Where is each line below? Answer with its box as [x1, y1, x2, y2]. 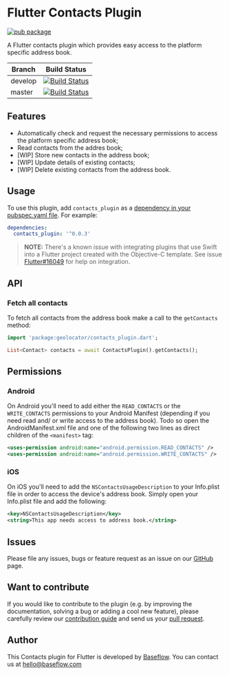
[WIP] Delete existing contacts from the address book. [17, 165, 171, 173]
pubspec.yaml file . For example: [7, 211, 98, 219]
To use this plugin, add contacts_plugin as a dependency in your [7, 203, 191, 212]
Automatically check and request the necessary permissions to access [17, 129, 218, 137]
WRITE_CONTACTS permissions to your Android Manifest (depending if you [7, 409, 210, 417]
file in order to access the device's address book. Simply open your [7, 490, 198, 498]
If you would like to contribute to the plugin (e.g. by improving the [7, 599, 193, 608]
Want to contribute [7, 582, 89, 593]
